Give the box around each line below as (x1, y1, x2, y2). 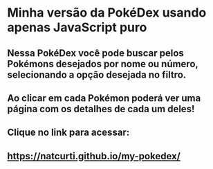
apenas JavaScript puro (7, 19, 147, 35)
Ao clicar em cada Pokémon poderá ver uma (7, 92, 201, 104)
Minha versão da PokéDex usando (7, 5, 207, 21)
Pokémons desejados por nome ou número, (7, 57, 198, 70)
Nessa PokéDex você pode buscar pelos (7, 47, 185, 59)
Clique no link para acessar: (7, 127, 130, 139)
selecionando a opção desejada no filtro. (7, 69, 187, 80)
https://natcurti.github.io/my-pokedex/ (7, 150, 181, 162)
